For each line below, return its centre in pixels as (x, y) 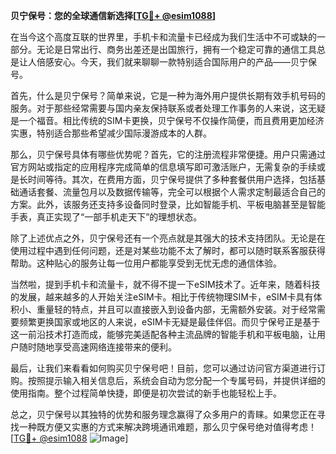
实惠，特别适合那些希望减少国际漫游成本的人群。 (111, 133)
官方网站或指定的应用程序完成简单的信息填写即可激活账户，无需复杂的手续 (163, 167)
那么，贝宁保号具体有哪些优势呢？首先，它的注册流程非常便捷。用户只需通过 (168, 154)
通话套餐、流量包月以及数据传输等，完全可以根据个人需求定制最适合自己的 (172, 192)
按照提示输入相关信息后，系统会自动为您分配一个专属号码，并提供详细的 (176, 380)
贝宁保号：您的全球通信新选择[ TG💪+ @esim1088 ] (113, 15)
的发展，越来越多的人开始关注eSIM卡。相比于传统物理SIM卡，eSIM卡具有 (162, 297)
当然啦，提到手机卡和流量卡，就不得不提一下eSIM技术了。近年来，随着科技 (165, 284)
